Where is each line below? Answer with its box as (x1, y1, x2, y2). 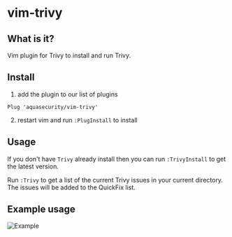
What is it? (7, 33, 55, 45)
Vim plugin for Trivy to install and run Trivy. (7, 51, 131, 59)
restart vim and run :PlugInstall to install (17, 115, 138, 124)
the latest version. (7, 162, 59, 171)
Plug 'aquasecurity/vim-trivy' (7, 103, 99, 110)
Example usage (7, 203, 75, 215)
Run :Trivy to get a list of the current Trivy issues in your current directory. (7, 175, 224, 184)
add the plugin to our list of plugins (17, 89, 118, 99)
